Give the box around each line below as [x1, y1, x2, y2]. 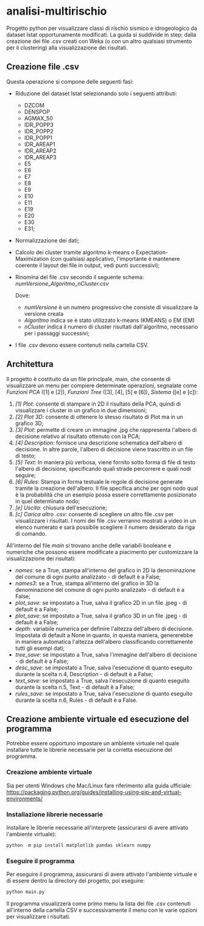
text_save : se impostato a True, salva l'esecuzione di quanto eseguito [15, 677, 190, 684]
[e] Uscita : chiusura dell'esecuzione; [15, 504, 108, 511]
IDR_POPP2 [24, 127, 54, 135]
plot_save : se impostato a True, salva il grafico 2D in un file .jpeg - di [15, 599, 188, 606]
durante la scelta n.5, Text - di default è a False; [15, 683, 135, 691]
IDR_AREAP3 [24, 153, 57, 161]
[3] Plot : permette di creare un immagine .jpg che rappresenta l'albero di [15, 426, 197, 433]
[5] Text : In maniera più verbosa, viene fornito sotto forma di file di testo [15, 458, 196, 465]
